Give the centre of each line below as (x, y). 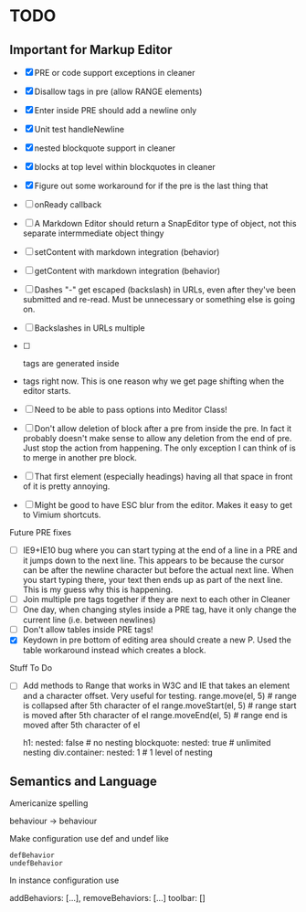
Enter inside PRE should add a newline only (116, 110)
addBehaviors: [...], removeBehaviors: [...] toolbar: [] (107, 898)
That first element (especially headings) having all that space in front (164, 477)
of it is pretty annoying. (66, 486)
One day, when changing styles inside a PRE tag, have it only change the (159, 610)
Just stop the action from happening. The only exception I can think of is (159, 448)
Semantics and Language (84, 781)
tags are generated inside (71, 363)
